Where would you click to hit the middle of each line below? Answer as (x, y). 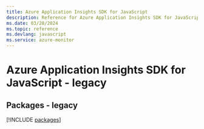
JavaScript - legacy (57, 83)
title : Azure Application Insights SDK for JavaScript (77, 12)
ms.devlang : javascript (36, 35)
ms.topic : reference (32, 29)
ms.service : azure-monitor (40, 40)
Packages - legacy (42, 105)
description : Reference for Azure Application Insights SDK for (89, 18)
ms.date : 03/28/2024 (32, 23)
